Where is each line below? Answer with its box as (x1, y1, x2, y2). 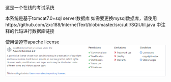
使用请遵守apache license (5, 39, 60, 45)
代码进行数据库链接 (14, 28, 54, 34)
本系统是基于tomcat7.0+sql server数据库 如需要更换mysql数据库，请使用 (5, 15, 157, 21)
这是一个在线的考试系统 (5, 5, 54, 10)
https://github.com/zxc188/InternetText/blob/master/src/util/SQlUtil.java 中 (5, 22, 161, 28)
